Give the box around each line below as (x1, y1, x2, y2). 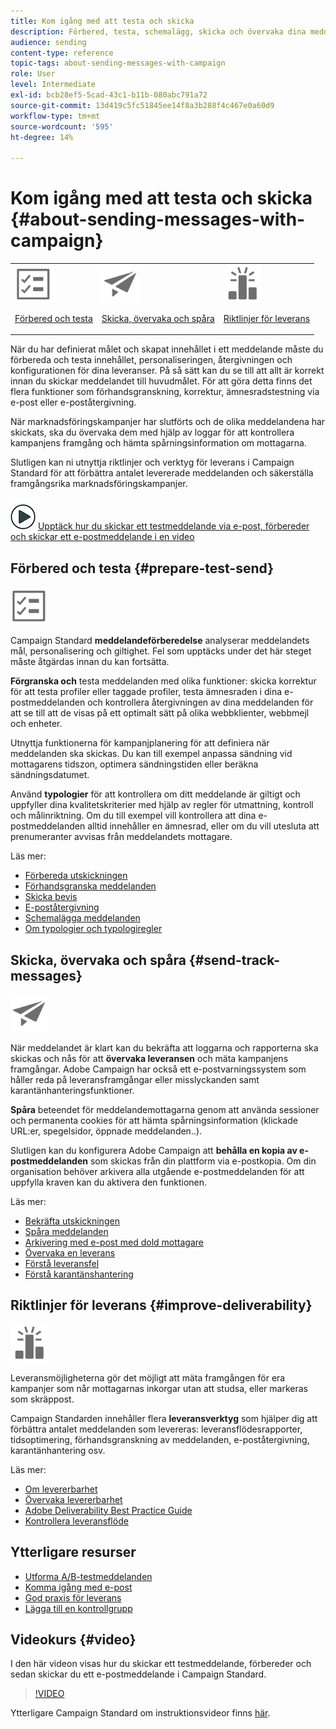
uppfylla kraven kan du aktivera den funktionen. (10, 1176, 208, 1188)
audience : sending (10, 37, 87, 47)
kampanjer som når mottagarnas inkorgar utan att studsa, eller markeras (10, 1382, 308, 1394)
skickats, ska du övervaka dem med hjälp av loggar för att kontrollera (10, 426, 295, 439)
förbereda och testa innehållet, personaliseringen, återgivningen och (10, 354, 293, 366)
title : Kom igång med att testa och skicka (10, 16, 195, 26)
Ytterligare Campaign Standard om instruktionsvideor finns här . (10, 1707, 271, 1719)
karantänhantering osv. (10, 1444, 106, 1456)
